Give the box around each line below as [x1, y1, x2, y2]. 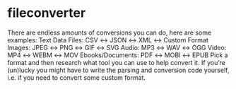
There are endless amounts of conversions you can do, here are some [7, 28, 212, 37]
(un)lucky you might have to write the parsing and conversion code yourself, [7, 66, 230, 74]
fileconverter [7, 5, 86, 21]
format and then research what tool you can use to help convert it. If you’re [7, 58, 226, 66]
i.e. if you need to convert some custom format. [7, 73, 146, 82]
